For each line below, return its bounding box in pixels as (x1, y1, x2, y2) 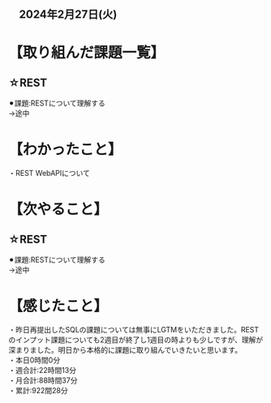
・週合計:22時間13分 (8, 366, 77, 375)
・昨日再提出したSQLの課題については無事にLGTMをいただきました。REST (8, 325, 260, 335)
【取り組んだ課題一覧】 (8, 43, 166, 62)
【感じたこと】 (8, 297, 109, 315)
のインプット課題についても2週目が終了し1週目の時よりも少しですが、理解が (8, 335, 264, 345)
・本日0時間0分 (8, 355, 61, 365)
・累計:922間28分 (8, 386, 68, 396)
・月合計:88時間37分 (8, 375, 78, 385)
